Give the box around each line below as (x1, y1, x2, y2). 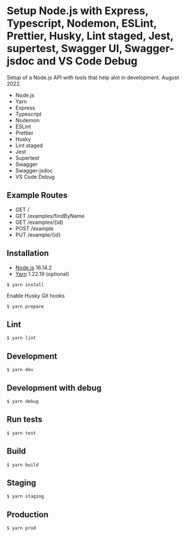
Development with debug (7, 383, 102, 393)
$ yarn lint (7, 335, 36, 341)
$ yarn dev (7, 367, 34, 373)
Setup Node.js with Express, (7, 4, 149, 18)
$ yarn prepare (7, 303, 44, 310)
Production (7, 509, 49, 519)
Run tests (7, 415, 43, 425)
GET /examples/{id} (15, 219, 64, 226)
